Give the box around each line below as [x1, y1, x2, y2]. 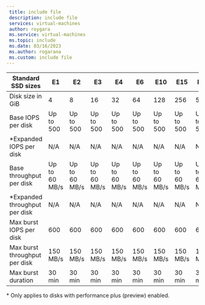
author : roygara [9, 26, 51, 32]
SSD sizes [11, 81, 41, 90]
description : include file [9, 15, 78, 21]
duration [9, 276, 34, 284]
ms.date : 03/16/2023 [9, 43, 62, 50]
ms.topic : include [9, 37, 56, 43]
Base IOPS [9, 113, 40, 122]
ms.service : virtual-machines [9, 32, 86, 38]
